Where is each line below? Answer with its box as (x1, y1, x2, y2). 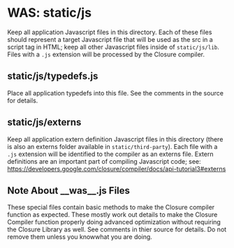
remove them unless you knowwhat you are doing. (7, 233, 152, 241)
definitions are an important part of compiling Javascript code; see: (7, 157, 201, 165)
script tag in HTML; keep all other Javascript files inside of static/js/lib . (7, 42, 220, 51)
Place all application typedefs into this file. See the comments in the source (7, 88, 224, 97)
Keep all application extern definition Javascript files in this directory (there (7, 134, 224, 144)
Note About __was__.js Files (7, 185, 131, 196)
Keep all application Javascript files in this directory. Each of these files (7, 28, 212, 36)
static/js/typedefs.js (7, 70, 98, 82)
